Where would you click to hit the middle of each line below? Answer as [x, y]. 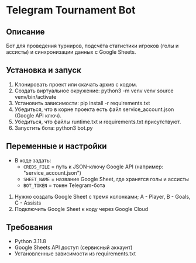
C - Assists [28, 203]
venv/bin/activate [35, 96]
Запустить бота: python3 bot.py [54, 128]
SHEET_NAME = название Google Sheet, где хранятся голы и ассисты [106, 179]
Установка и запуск [44, 70]
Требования [29, 228]
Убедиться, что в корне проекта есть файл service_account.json [94, 109]
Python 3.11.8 [30, 241]
